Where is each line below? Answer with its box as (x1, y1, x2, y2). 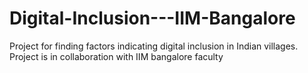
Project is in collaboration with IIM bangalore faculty (9, 50, 224, 62)
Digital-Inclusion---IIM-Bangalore (9, 7, 296, 30)
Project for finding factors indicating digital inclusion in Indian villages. (9, 40, 299, 52)
